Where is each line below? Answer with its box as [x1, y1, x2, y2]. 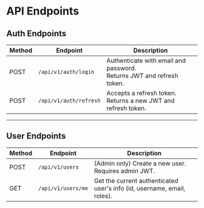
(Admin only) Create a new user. [93, 159, 186, 167]
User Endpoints [6, 131, 66, 141]
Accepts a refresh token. [106, 89, 177, 97]
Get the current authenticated [93, 177, 178, 185]
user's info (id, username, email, [93, 184, 186, 192]
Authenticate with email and [106, 56, 186, 65]
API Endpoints [6, 4, 80, 18]
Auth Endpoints [6, 28, 67, 39]
